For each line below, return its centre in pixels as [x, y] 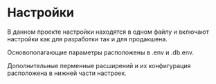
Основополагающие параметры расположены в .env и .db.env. [101, 52]
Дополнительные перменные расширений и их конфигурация [99, 65]
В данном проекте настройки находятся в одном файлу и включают [108, 32]
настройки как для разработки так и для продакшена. [88, 39]
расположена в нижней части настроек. [67, 73]
